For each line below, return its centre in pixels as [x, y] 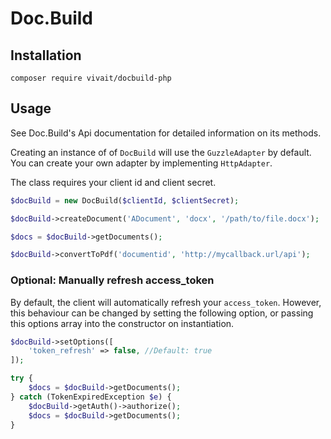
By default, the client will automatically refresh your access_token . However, [166, 302]
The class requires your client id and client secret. [113, 182]
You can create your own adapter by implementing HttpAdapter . [141, 163]
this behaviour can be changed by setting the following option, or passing [162, 313]
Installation [46, 55]
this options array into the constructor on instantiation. [122, 323]
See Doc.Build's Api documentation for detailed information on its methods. [166, 133]
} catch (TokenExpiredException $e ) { [91, 397]
